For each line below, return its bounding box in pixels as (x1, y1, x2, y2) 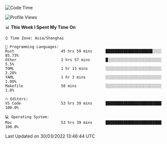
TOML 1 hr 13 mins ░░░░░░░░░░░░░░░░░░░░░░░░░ (5, 66, 162, 71)
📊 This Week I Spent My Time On (5, 24, 76, 30)
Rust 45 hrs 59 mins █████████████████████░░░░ (5, 49, 162, 54)
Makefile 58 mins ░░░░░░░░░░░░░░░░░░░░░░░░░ (5, 83, 162, 88)
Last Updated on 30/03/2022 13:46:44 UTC (5, 133, 95, 139)
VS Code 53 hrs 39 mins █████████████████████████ (5, 101, 162, 106)
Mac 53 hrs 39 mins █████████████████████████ (5, 120, 162, 125)
